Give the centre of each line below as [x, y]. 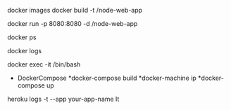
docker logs [25, 51]
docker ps [22, 37]
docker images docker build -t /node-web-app [75, 10]
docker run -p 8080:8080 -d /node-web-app [73, 23]
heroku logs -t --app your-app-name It [63, 99]
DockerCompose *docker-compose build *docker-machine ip [107, 78]
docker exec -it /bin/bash [44, 64]
